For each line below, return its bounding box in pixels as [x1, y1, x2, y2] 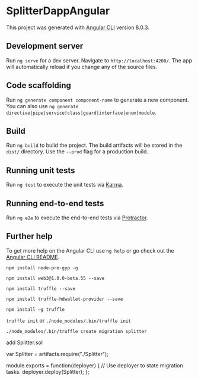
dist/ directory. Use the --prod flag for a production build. [6, 148, 148, 155]
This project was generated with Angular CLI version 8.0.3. [6, 24, 149, 31]
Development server [6, 41, 84, 51]
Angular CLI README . [6, 253, 60, 260]
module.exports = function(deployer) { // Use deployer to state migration [6, 361, 184, 369]
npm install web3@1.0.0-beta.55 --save [6, 275, 105, 281]
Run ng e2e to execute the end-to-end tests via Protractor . [6, 214, 148, 221]
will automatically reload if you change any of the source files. [6, 63, 158, 70]
